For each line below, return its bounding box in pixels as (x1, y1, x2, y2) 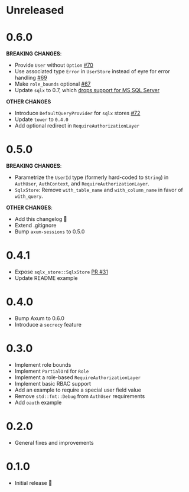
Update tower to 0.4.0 (14, 116, 69, 123)
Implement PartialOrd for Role (14, 367, 89, 374)
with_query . (14, 193, 43, 200)
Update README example (14, 275, 78, 281)
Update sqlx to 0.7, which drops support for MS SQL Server (14, 87, 160, 94)
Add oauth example (14, 399, 62, 406)
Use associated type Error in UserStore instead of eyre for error (14, 68, 170, 75)
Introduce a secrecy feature (14, 321, 82, 328)
